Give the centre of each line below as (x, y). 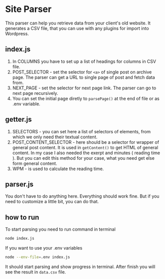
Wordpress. (17, 33)
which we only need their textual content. (55, 137)
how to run (22, 217)
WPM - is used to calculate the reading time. (58, 169)
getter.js (18, 120)
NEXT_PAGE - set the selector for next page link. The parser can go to (84, 88)
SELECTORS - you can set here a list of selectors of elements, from (82, 131)
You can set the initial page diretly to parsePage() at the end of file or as (86, 98)
